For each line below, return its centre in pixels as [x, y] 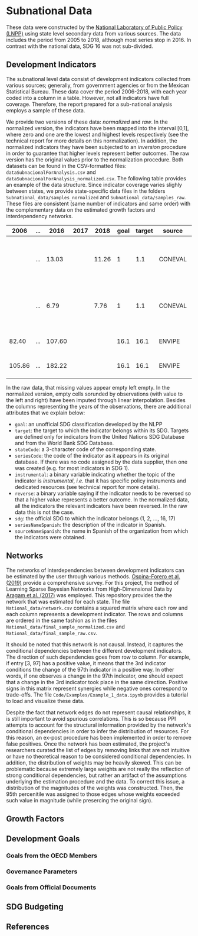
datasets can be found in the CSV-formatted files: [66, 166]
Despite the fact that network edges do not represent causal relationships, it [98, 712]
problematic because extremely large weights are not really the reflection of [98, 769]
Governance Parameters [42, 872]
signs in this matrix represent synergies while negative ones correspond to [97, 688]
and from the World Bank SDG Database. [64, 443]
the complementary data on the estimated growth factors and [81, 210]
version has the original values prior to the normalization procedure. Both [95, 159]
